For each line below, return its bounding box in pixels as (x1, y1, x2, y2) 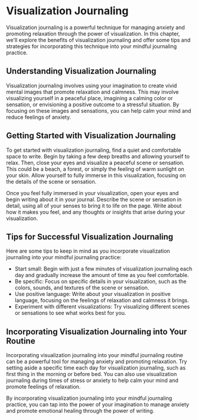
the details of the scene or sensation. (6, 178, 97, 185)
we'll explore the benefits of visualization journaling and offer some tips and (6, 36, 191, 43)
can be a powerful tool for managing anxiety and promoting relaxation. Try (6, 358, 187, 365)
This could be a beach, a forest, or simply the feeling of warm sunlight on (6, 165, 184, 173)
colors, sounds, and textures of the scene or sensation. (14, 284, 150, 291)
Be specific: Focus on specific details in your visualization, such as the (14, 278, 187, 285)
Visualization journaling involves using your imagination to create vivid (6, 82, 177, 89)
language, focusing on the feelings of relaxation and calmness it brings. (14, 297, 189, 304)
